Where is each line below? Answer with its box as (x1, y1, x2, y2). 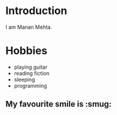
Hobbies (5, 44, 48, 58)
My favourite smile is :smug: (5, 99, 112, 109)
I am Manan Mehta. (5, 23, 52, 31)
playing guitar (14, 63, 48, 70)
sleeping (14, 76, 35, 83)
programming (14, 82, 48, 89)
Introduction (5, 4, 68, 18)
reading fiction (14, 69, 49, 77)
